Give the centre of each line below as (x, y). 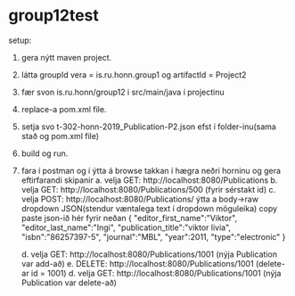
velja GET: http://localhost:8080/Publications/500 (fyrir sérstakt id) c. (148, 189)
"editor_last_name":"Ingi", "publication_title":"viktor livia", (126, 227)
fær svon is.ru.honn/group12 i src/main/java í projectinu (123, 92)
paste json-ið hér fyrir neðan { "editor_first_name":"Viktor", (129, 218)
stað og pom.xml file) (60, 136)
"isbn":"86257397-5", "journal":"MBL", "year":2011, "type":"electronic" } (153, 236)
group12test (54, 16)
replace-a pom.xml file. (64, 109)
